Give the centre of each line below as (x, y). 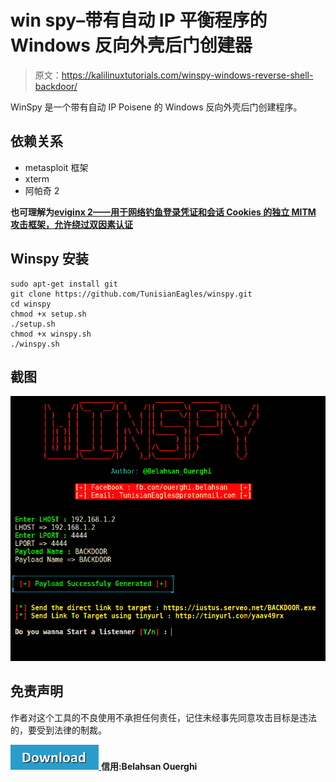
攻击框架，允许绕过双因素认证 (71, 224)
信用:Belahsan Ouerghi (149, 766)
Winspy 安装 (49, 259)
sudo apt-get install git (64, 284)
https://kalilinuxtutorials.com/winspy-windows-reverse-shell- (187, 75)
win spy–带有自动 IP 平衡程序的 (139, 20)
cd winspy (31, 304)
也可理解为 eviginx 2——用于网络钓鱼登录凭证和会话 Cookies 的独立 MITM (163, 212)
